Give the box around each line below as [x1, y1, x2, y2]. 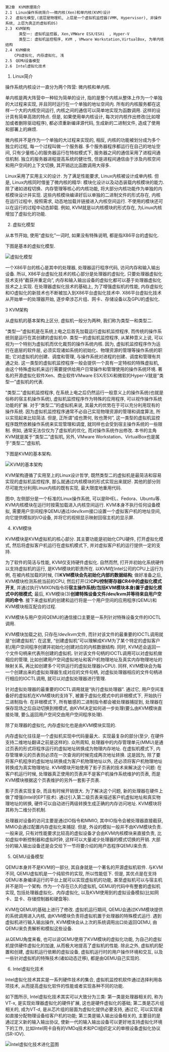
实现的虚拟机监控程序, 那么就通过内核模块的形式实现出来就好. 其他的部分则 [5, 479, 160, 484]
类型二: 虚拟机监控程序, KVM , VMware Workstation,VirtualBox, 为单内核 [18, 37, 164, 42]
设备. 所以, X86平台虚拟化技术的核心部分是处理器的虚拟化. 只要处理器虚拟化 [5, 271, 163, 277]
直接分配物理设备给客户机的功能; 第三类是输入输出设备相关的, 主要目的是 [9, 1013, 161, 1019]
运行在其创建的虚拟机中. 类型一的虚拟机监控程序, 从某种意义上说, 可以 [18, 335, 163, 340]
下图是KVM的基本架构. [5, 451, 52, 457]
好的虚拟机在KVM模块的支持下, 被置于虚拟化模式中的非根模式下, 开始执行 [9, 692, 162, 698]
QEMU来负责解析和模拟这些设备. [5, 926, 73, 931]
